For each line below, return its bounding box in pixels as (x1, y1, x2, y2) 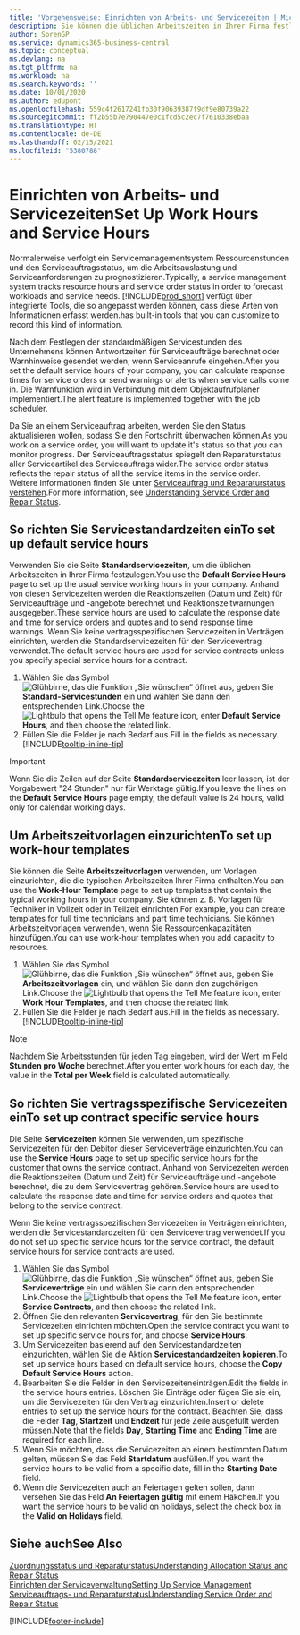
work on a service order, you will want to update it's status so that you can (9, 439, 283, 450)
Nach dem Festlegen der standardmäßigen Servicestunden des (9, 336, 243, 347)
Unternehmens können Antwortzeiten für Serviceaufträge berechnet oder (9, 345, 280, 356)
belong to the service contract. (9, 1200, 123, 1211)
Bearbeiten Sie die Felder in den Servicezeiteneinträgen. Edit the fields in (21, 1377, 288, 1388)
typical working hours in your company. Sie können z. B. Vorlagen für (9, 894, 264, 905)
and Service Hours (9, 223, 150, 243)
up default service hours (9, 536, 149, 551)
